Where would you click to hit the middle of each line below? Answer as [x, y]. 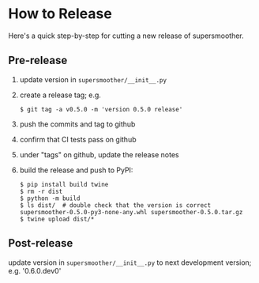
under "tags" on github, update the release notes [99, 154]
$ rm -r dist [41, 191]
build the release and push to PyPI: [76, 170]
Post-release [41, 243]
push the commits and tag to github [77, 124]
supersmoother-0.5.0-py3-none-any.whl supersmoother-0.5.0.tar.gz [131, 212]
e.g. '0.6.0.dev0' [35, 270]
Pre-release [38, 60]
